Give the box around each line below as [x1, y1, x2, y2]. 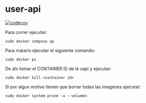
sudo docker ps [5, 57, 37, 62]
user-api [5, 3, 41, 15]
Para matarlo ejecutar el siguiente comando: [5, 47, 96, 53]
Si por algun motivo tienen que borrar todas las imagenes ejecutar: [5, 84, 141, 90]
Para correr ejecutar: [5, 29, 48, 35]
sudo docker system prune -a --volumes [5, 93, 88, 98]
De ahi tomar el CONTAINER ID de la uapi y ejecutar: [5, 66, 112, 71]
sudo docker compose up [5, 38, 54, 44]
